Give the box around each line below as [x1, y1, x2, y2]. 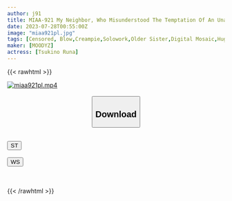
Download [95, 108, 137, 119]
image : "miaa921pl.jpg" [7, 29, 76, 37]
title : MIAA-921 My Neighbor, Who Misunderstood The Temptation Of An [7, 17, 215, 23]
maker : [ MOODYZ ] [7, 42, 54, 49]
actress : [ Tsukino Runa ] [7, 49, 79, 56]
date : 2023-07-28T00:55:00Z [7, 23, 88, 30]
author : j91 [7, 10, 41, 17]
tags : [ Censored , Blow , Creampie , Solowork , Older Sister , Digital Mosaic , [7, 36, 217, 43]
